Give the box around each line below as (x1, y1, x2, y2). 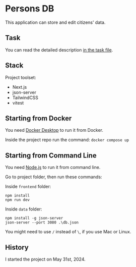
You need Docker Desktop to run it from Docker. (5, 127, 103, 133)
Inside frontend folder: (5, 184, 51, 190)
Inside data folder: (5, 206, 42, 212)
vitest (12, 100, 24, 106)
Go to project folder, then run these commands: (5, 174, 102, 180)
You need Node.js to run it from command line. (5, 164, 101, 170)
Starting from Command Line (5, 151, 97, 160)
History (5, 243, 29, 252)
